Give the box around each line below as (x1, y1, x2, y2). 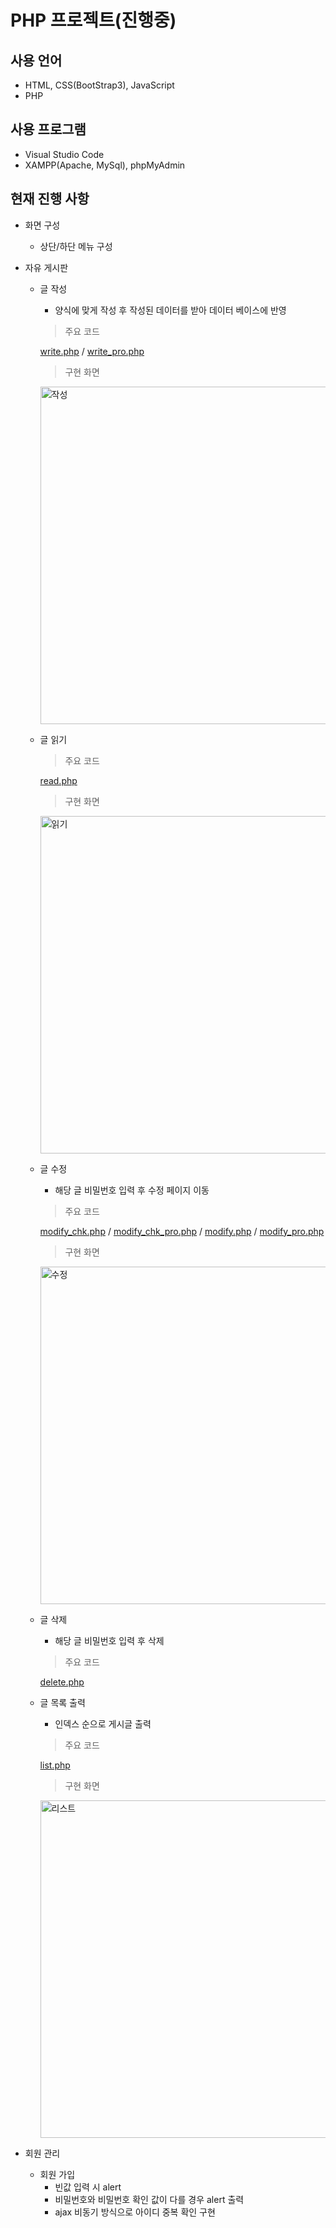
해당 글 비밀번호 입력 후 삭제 (54, 1634, 165, 1646)
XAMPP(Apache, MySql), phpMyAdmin (24, 159, 186, 171)
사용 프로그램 (10, 121, 87, 138)
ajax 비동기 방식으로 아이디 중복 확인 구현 (54, 2206, 216, 2218)
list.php (39, 1759, 71, 1771)
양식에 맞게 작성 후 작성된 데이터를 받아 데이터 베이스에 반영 (54, 304, 287, 316)
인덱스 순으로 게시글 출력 (54, 1717, 152, 1730)
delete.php (39, 1676, 85, 1688)
